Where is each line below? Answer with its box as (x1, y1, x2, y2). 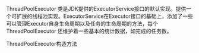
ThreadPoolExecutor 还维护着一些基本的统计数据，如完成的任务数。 (6, 27, 172, 35)
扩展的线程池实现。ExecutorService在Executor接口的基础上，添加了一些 (16, 13, 193, 20)
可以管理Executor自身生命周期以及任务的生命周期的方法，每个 (6, 20, 159, 27)
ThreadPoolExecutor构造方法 (6, 40, 77, 47)
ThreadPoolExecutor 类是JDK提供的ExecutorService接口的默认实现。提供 (6, 5, 187, 12)
